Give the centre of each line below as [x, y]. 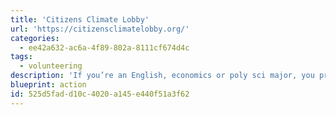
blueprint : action [48, 85]
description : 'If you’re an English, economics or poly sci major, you [162, 76]
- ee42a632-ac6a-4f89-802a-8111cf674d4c [104, 47]
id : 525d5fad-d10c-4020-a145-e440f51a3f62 [100, 94]
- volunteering [51, 66]
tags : [21, 57]
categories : [35, 38]
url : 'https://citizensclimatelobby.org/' [100, 29]
